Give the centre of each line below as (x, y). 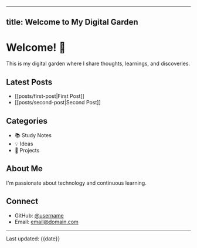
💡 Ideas (24, 144)
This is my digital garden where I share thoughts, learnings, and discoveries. (98, 64)
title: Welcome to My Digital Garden (72, 22)
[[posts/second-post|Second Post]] (57, 103)
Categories (27, 121)
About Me (24, 169)
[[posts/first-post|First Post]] (50, 96)
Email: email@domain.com (47, 222)
